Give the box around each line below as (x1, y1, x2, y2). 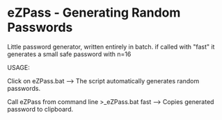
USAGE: (7, 63, 30, 71)
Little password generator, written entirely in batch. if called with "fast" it (7, 42, 215, 51)
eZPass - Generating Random (7, 5, 181, 21)
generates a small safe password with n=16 (7, 50, 132, 58)
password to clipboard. (7, 105, 74, 113)
